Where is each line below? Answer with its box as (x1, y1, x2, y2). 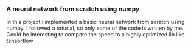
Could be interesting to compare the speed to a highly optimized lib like (6, 31, 185, 38)
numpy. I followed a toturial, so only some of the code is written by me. (6, 24, 184, 32)
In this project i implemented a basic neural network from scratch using (6, 19, 185, 26)
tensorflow (6, 38, 33, 45)
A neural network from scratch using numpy (6, 5, 140, 13)
